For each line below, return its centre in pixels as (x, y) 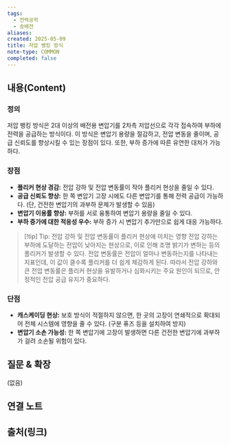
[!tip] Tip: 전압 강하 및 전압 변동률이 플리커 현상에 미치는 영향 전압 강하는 (121, 236)
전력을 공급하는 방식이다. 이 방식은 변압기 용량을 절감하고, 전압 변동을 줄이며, (110, 134)
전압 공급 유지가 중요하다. (76, 279)
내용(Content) (37, 88)
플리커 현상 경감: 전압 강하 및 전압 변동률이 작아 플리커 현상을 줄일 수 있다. (115, 187)
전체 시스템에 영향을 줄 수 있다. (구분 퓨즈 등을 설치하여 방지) (105, 324)
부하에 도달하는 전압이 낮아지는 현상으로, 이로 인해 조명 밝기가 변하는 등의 (122, 244)
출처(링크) (27, 432)
